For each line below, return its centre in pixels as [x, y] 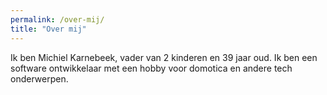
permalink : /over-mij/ [57, 19]
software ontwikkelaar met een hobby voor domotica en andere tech [151, 68]
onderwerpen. [39, 78]
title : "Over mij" [48, 29]
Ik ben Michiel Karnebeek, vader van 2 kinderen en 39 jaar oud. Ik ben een [164, 57]
